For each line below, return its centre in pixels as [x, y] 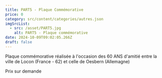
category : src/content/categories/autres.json [54, 19]
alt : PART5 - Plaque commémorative [51, 33]
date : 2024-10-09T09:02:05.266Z [39, 38]
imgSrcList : [17, 24]
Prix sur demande [23, 71]
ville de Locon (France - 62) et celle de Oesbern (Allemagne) [68, 61]
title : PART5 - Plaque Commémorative [44, 10]
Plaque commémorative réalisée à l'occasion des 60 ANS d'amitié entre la [81, 56]
